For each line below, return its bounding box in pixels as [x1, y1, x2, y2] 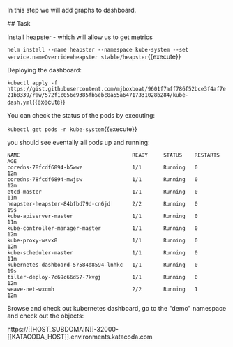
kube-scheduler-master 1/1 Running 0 [7, 249, 198, 256]
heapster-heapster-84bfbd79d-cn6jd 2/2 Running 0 [7, 201, 198, 208]
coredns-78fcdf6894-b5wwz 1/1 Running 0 [7, 164, 198, 171]
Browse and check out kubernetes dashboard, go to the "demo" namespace [7, 304, 227, 312]
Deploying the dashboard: [7, 66, 82, 74]
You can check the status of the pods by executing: [7, 111, 156, 119]
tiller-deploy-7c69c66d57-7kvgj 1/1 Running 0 [7, 274, 198, 281]
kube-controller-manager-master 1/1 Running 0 [7, 225, 198, 232]
